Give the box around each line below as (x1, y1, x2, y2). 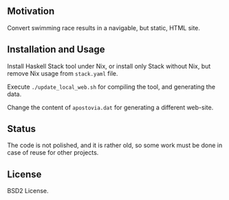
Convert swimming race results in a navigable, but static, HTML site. (7, 23, 201, 32)
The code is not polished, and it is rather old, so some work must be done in (7, 141, 223, 150)
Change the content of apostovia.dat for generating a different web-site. (7, 103, 214, 111)
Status (7, 123, 36, 135)
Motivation (7, 5, 55, 17)
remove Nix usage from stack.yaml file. (7, 69, 118, 78)
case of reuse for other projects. (7, 148, 99, 157)
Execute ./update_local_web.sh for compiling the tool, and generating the (7, 82, 215, 91)
